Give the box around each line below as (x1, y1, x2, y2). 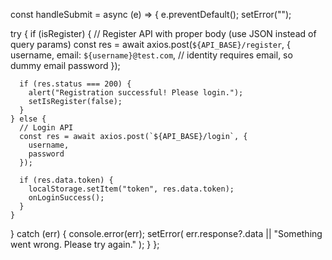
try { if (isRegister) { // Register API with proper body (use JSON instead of (10, 28, 317, 39)
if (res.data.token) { (19, 175, 114, 185)
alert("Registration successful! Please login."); (28, 88, 244, 98)
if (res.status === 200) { (19, 79, 132, 89)
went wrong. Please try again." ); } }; (10, 239, 160, 250)
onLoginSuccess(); (28, 193, 105, 203)
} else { (10, 114, 47, 124)
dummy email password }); (10, 60, 121, 71)
